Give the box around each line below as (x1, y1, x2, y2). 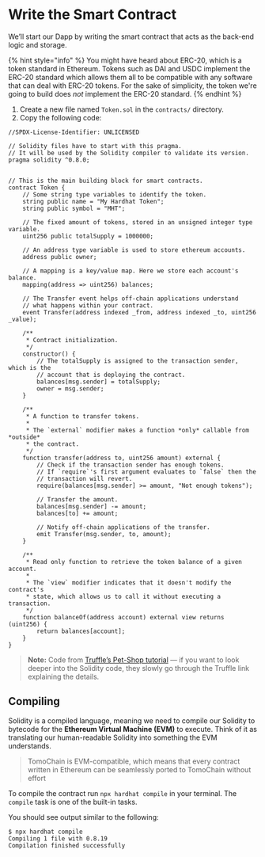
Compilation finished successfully (8, 841, 126, 849)
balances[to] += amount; (36, 509, 119, 517)
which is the (8, 364, 51, 371)
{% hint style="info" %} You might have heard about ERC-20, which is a (8, 55, 243, 65)
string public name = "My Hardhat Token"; (22, 197, 165, 205)
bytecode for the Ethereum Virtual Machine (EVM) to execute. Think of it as (8, 724, 257, 733)
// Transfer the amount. (36, 495, 119, 504)
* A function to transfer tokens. (25, 412, 140, 421)
